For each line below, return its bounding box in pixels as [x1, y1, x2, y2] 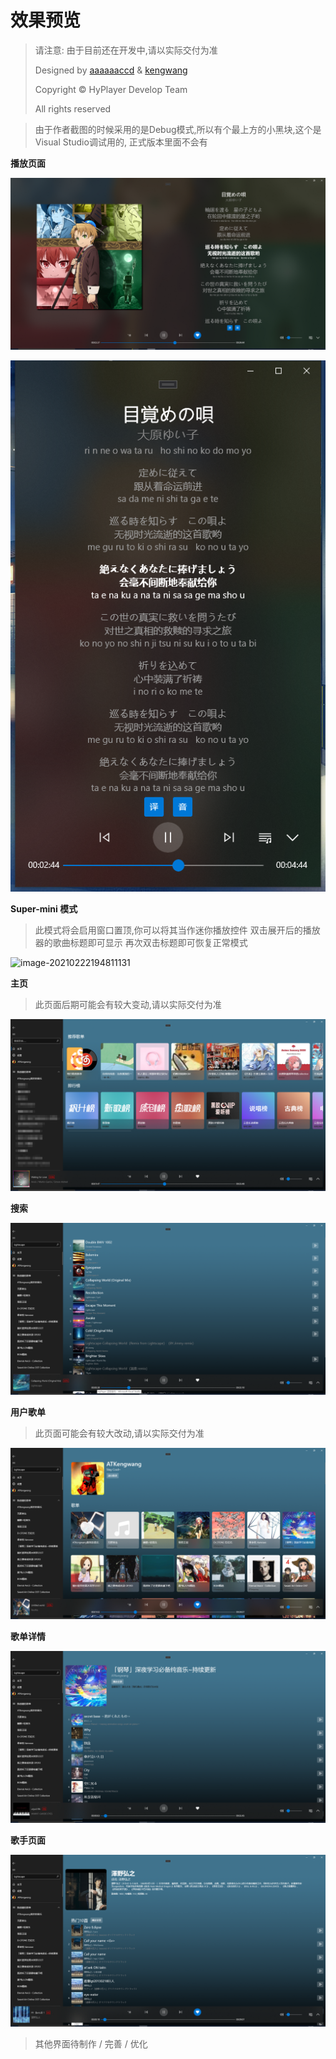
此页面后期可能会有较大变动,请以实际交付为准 [34, 999, 222, 1011]
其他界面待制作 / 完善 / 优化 [34, 2037, 148, 2050]
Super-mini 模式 [10, 903, 78, 915]
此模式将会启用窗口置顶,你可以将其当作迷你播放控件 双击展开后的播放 [34, 924, 321, 936]
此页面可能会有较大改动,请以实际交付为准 [34, 1427, 205, 1439]
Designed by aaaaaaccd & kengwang [34, 64, 188, 76]
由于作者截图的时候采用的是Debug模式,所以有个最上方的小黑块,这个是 [34, 123, 322, 135]
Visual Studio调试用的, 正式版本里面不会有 [34, 136, 208, 148]
